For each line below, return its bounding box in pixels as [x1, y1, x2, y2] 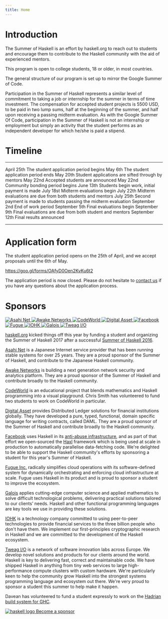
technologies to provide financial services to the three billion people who [5, 521, 155, 527]
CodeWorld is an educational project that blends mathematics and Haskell [5, 387, 157, 393]
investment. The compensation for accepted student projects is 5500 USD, [5, 101, 159, 107]
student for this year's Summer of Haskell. [5, 454, 92, 460]
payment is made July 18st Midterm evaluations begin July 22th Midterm [5, 187, 155, 193]
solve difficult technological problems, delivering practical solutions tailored [5, 495, 161, 501]
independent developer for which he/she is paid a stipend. [5, 127, 125, 133]
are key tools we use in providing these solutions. [5, 506, 107, 512]
